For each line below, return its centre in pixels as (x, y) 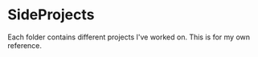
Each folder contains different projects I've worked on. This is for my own (129, 37)
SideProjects (51, 15)
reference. (25, 45)
